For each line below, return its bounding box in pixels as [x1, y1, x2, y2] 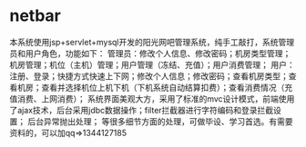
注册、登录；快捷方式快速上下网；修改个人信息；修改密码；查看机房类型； [9, 70, 289, 82]
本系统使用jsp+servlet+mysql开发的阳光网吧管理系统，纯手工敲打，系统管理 [9, 36, 294, 47]
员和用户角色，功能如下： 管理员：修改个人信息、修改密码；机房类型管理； [9, 47, 291, 59]
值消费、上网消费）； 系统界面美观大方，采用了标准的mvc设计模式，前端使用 [9, 93, 295, 104]
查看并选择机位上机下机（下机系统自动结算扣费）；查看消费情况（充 [40, 82, 293, 93]
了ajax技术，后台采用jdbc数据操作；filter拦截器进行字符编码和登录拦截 [9, 104, 274, 115]
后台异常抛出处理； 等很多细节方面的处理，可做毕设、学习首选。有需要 [26, 115, 293, 127]
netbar [9, 5, 62, 26]
